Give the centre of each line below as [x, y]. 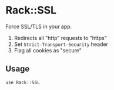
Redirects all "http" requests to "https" [60, 38]
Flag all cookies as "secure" [48, 50]
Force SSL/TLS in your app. [39, 26]
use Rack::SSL [23, 82]
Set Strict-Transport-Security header [61, 44]
